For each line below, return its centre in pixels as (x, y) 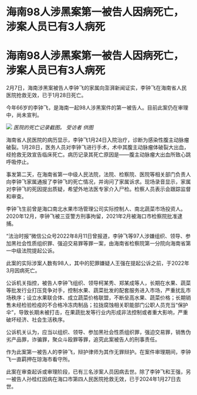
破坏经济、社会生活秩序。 (37, 320)
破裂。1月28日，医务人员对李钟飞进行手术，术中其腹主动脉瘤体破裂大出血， (98, 147)
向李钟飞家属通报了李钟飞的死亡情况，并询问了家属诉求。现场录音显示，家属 (98, 182)
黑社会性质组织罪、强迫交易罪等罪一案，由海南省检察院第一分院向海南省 (98, 244)
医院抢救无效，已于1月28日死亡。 (46, 95)
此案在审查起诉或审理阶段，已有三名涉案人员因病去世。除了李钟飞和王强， (96, 372)
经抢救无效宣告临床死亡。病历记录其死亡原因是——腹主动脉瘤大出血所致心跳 (98, 155)
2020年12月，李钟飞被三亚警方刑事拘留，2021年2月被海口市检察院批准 (92, 216)
